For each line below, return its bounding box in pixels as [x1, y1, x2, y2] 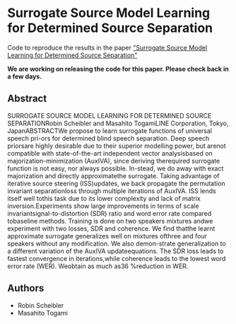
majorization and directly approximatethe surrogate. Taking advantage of [7, 171, 220, 180]
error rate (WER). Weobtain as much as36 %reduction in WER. [7, 262, 189, 270]
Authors [7, 282, 45, 294]
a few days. [7, 72, 42, 81]
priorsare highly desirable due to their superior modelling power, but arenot [7, 141, 226, 150]
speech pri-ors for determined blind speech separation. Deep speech [7, 134, 210, 142]
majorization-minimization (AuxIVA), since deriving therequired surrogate [7, 156, 220, 165]
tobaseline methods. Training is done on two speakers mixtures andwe [7, 216, 213, 225]
